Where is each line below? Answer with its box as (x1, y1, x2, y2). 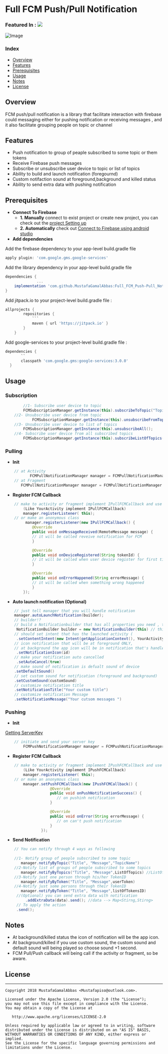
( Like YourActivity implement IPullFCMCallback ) (23, 506, 126, 511)
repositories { (23, 312, 55, 317)
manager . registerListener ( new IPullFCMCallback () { (25, 520, 135, 525)
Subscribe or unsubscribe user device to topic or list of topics (12, 165, 140, 171)
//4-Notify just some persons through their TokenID (14, 884, 126, 889)
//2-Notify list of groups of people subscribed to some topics (14, 865, 151, 870)
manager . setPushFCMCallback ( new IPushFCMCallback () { (23, 781, 137, 786)
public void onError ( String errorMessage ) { (49, 813, 144, 819)
